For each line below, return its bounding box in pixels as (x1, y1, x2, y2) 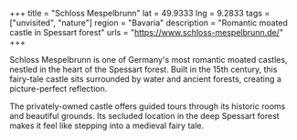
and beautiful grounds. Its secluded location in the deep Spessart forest (9, 111, 281, 121)
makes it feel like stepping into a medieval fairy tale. (9, 120, 204, 131)
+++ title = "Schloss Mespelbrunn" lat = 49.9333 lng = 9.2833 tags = (9, 8, 270, 18)
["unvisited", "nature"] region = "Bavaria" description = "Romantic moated (9, 17, 288, 28)
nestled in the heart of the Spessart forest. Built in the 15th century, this (9, 64, 278, 75)
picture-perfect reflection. (9, 84, 108, 94)
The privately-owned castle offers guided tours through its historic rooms (9, 101, 286, 112)
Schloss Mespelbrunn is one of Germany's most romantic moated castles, (9, 55, 288, 65)
